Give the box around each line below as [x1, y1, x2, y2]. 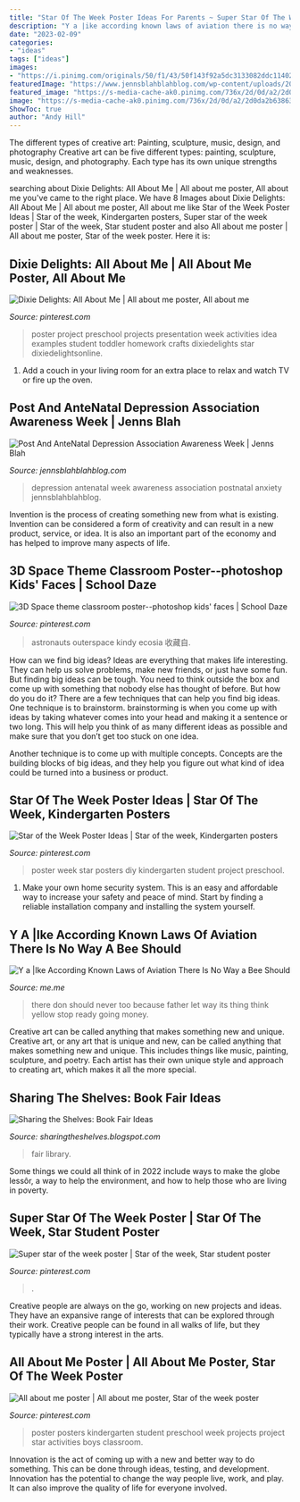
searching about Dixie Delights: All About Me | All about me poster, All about [9, 183, 288, 194]
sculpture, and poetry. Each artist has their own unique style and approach [9, 1055, 284, 1066]
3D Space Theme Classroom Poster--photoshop [9, 564, 284, 579]
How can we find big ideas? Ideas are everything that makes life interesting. [9, 654, 288, 666]
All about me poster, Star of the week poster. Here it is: [9, 231, 211, 241]
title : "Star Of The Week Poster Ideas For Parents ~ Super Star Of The [9, 13, 286, 22]
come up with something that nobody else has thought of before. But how [9, 683, 281, 693]
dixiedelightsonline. [30, 348, 104, 358]
